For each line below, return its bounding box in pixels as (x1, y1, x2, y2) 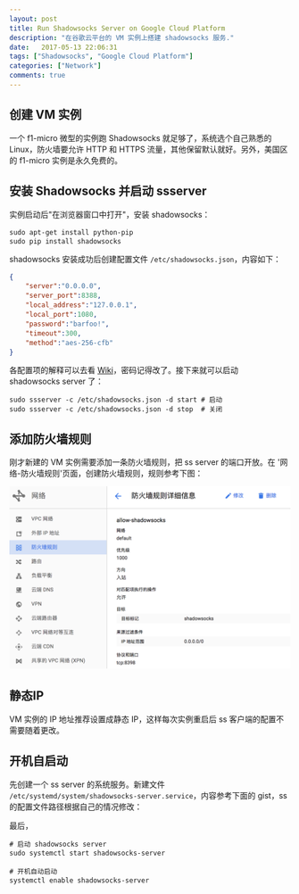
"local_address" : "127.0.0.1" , (25, 301, 138, 310)
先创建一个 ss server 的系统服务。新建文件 (9, 779, 165, 790)
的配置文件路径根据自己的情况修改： (9, 801, 143, 812)
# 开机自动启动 (9, 866, 58, 876)
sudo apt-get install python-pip (9, 228, 134, 236)
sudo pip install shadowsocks (9, 236, 122, 245)
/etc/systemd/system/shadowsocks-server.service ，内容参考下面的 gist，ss (9, 790, 287, 800)
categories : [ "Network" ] (9, 62, 102, 70)
